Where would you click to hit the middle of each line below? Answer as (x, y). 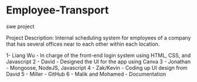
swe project (20, 26)
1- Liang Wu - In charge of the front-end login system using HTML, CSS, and (98, 55)
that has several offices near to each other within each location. (83, 44)
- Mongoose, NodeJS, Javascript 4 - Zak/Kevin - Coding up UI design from (97, 67)
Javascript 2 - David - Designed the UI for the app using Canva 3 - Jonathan (98, 61)
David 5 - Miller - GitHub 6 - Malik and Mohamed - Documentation (86, 74)
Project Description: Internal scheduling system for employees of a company (98, 37)
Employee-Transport (57, 10)
